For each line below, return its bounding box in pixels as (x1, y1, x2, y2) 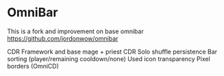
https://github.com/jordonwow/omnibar (7, 34, 119, 42)
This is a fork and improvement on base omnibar (7, 27, 144, 35)
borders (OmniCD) (7, 62, 60, 70)
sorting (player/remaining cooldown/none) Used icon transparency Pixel (7, 54, 210, 62)
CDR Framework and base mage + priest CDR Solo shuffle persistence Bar (7, 47, 218, 56)
